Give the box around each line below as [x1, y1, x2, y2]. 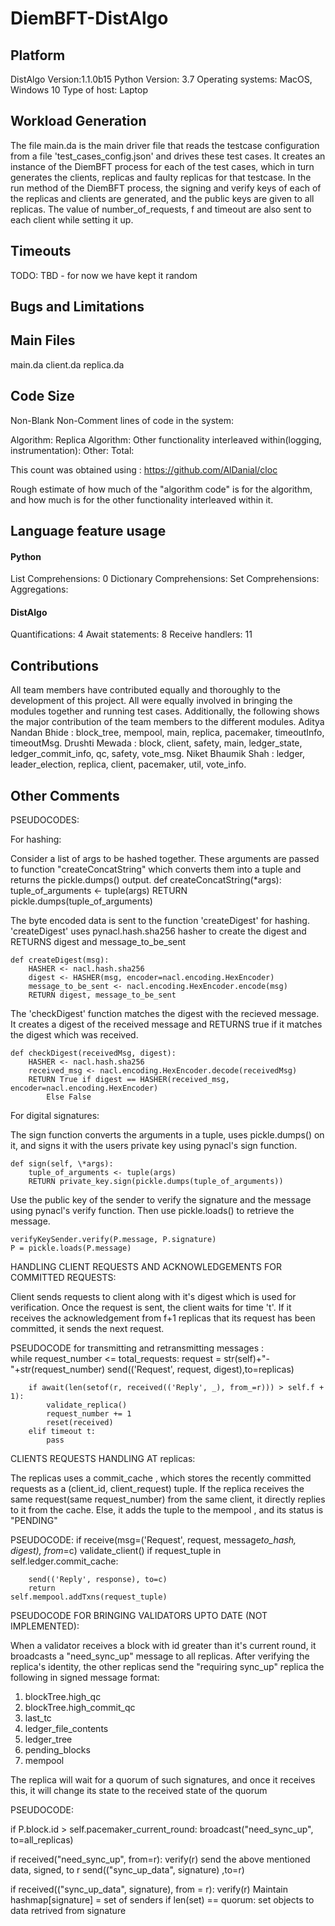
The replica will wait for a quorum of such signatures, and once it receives [10, 1774, 316, 1786]
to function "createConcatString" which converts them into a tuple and [10, 863, 302, 876]
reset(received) [46, 1418, 114, 1428]
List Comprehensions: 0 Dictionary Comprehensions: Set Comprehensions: [10, 573, 320, 585]
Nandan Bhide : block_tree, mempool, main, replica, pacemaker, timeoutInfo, [10, 727, 325, 739]
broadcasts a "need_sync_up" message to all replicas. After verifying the [10, 1650, 310, 1662]
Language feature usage [10, 523, 167, 540]
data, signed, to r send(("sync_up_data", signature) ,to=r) [10, 1864, 245, 1876]
